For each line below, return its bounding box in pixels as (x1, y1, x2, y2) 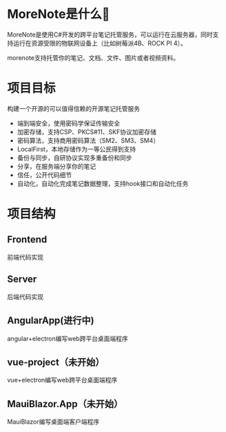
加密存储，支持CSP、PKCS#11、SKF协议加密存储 (17, 127, 156, 136)
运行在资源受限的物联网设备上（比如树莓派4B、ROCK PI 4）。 (12, 39, 187, 47)
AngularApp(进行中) (7, 315, 94, 327)
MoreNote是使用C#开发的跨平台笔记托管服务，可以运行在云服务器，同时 (7, 30, 213, 39)
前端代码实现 (7, 253, 43, 261)
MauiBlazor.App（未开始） (7, 398, 123, 410)
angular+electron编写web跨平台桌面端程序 (7, 334, 129, 342)
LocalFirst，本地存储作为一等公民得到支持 (17, 145, 136, 153)
